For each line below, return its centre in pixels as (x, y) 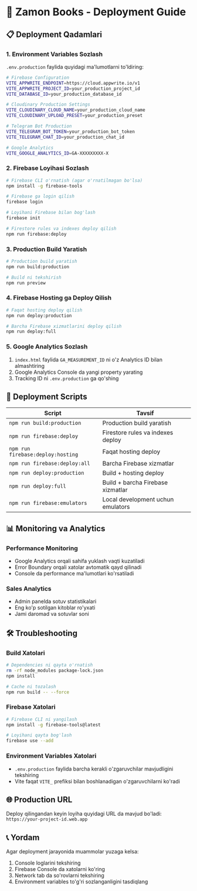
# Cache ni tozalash (31, 686)
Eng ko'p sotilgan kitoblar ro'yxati (55, 608)
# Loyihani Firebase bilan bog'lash (51, 213)
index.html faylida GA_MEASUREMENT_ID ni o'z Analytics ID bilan (89, 359)
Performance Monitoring (42, 548)
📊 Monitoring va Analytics (56, 528)
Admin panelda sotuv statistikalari (55, 601)
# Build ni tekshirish (34, 277)
